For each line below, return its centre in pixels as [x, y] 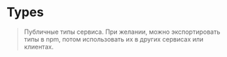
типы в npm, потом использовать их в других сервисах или [114, 39]
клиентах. [39, 46]
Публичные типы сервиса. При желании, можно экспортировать [122, 32]
